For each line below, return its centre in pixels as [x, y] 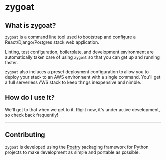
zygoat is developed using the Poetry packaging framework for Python [77, 147]
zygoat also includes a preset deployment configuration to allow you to [77, 72]
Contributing [25, 135]
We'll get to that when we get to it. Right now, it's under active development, [83, 109]
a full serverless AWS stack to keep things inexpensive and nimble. [73, 82]
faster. [12, 62]
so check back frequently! [32, 115]
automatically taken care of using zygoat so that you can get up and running [82, 57]
